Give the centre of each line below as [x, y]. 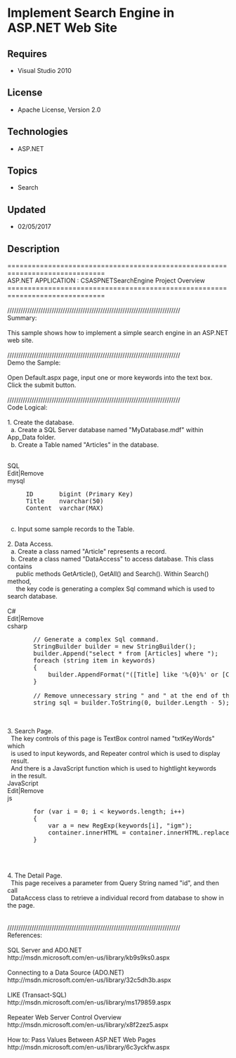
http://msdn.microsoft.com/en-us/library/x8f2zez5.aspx [88, 1025]
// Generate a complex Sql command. [96, 640]
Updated [27, 210]
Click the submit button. [42, 385]
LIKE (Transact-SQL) [37, 995]
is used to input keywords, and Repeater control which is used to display [115, 754]
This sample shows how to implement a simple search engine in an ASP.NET [118, 333]
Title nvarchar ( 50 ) [65, 501]
